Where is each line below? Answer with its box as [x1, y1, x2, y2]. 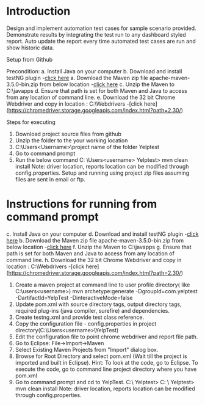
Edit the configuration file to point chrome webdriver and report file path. [15, 333, 198, 340]
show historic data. [6, 44, 54, 51]
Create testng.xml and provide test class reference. [15, 313, 145, 321]
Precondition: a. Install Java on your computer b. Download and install [6, 67, 182, 75]
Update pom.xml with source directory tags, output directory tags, [15, 301, 182, 308]
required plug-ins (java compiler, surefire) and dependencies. [15, 307, 170, 314]
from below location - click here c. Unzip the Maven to [39, 81, 175, 88]
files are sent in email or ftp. [15, 175, 85, 183]
